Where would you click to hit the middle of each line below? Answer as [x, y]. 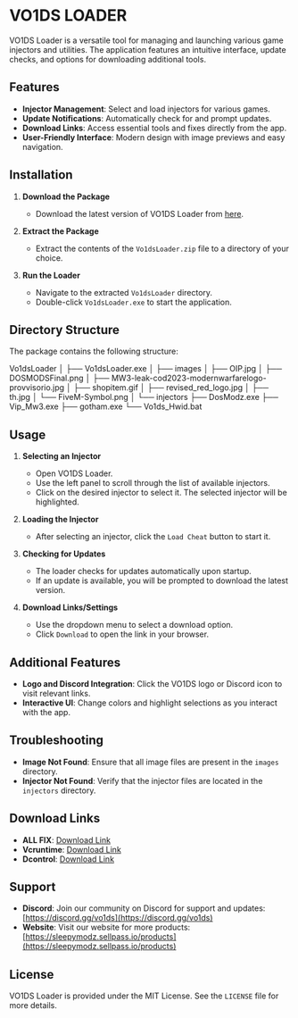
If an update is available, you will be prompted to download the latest [161, 580]
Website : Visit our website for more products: [106, 927]
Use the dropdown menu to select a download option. [134, 625]
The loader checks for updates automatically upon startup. [143, 572]
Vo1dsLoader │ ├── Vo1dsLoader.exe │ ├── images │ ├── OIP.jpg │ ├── [146, 369]
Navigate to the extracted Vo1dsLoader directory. [124, 292]
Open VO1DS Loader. [74, 473]
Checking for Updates [64, 554]
